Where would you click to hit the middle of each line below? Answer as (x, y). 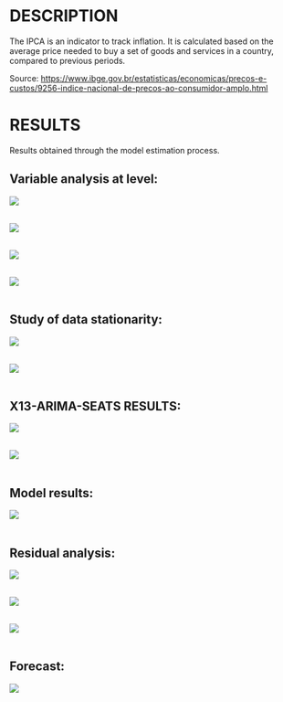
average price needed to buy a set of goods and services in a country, (141, 50)
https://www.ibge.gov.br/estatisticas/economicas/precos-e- (154, 78)
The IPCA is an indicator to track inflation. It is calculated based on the (141, 41)
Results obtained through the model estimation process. (115, 150)
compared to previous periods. (68, 60)
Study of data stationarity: (86, 319)
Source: (24, 78)
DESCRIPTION (64, 16)
